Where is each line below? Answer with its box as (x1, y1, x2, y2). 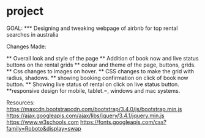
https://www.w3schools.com (6, 118, 79, 126)
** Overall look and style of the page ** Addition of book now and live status (6, 54, 199, 62)
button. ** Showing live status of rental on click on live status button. (6, 81, 179, 88)
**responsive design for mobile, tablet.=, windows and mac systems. (6, 87, 181, 94)
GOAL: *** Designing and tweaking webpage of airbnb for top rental (6, 24, 178, 32)
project (6, 4, 44, 18)
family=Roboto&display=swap (6, 125, 81, 132)
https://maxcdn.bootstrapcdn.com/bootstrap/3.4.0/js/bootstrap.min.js (6, 105, 182, 112)
